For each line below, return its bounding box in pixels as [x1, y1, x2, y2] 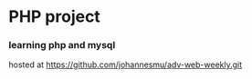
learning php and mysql [8, 39, 116, 52]
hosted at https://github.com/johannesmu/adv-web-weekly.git [8, 59, 243, 70]
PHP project [8, 6, 101, 27]
